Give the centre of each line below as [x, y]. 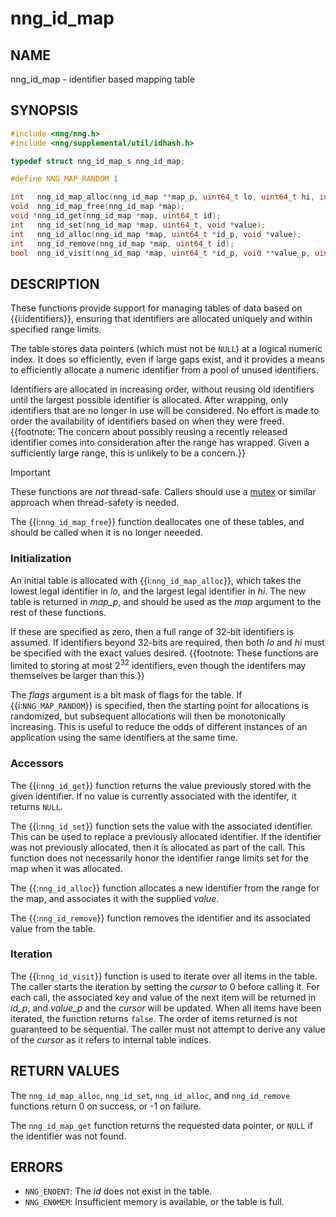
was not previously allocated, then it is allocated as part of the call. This [158, 847]
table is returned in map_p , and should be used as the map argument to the [166, 601]
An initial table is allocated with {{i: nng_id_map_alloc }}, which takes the [156, 580]
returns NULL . [36, 806]
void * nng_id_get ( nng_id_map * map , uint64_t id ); [116, 216]
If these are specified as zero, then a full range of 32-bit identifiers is [152, 631]
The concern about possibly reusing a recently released [172, 432]
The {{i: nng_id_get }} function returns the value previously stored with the [161, 785]
